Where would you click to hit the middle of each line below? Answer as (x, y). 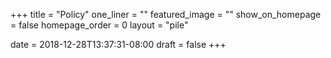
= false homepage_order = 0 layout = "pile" (99, 25)
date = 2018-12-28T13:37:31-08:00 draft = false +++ (118, 44)
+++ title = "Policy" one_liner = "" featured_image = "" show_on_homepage (166, 14)
